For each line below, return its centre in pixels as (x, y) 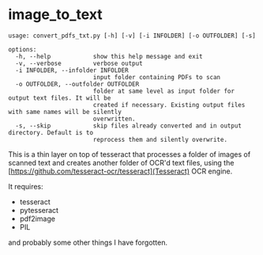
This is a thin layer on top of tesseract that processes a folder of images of (130, 154)
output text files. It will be (60, 98)
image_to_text (55, 15)
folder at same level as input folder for (164, 91)
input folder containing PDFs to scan (157, 77)
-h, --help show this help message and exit (109, 56)
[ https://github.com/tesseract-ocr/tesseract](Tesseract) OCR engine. (120, 171)
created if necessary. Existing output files (169, 105)
